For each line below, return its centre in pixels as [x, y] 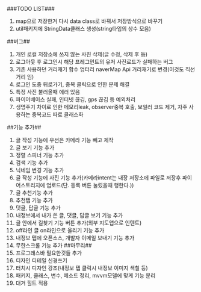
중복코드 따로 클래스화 [57, 114]
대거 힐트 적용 [32, 283]
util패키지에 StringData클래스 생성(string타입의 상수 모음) [83, 29]
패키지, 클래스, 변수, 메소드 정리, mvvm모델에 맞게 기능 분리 [85, 275]
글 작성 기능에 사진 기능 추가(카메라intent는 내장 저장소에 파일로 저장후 [98, 178]
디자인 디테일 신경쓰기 [42, 260]
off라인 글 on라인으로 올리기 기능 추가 [60, 230]
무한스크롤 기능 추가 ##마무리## [54, 245]
